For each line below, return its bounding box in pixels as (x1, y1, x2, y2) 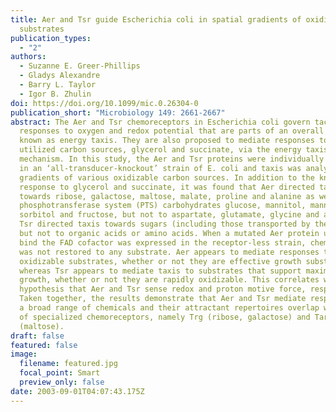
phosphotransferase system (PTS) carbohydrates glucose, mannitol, (19, 201, 307, 211)
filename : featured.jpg (19, 359, 118, 369)
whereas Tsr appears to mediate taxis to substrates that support (19, 266, 302, 276)
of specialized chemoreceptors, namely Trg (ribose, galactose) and (19, 312, 311, 322)
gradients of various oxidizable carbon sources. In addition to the (19, 172, 315, 183)
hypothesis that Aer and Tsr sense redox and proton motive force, (19, 284, 307, 295)
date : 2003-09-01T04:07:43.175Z (10, 386, 145, 396)
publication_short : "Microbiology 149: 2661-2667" (10, 107, 226, 118)
